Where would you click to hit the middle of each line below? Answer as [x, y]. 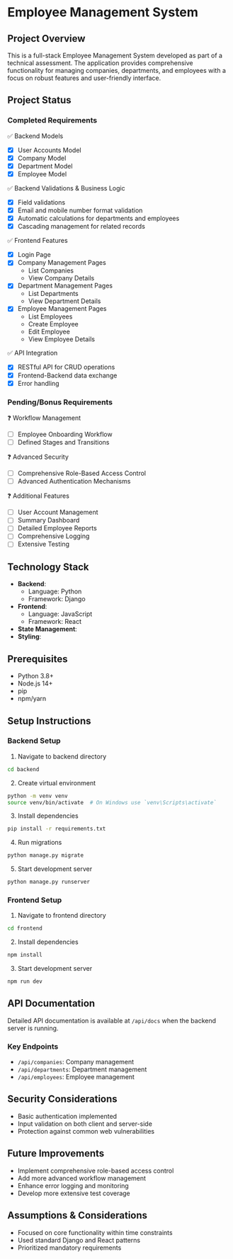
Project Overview [46, 39]
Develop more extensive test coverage [74, 1193]
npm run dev [25, 981]
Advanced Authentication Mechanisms [74, 482]
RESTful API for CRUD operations [66, 367]
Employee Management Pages [62, 309]
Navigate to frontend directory [62, 916]
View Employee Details [62, 339]
